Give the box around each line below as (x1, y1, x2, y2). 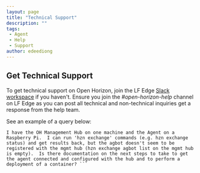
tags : (6, 25, 20, 32)
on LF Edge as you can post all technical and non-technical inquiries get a (6, 99, 191, 106)
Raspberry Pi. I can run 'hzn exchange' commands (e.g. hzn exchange (6, 134, 188, 141)
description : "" (6, 20, 47, 26)
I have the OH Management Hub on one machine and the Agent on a (6, 129, 175, 135)
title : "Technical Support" (6, 15, 78, 21)
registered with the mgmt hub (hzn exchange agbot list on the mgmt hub (6, 145, 194, 151)
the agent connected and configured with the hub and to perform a (6, 155, 181, 162)
